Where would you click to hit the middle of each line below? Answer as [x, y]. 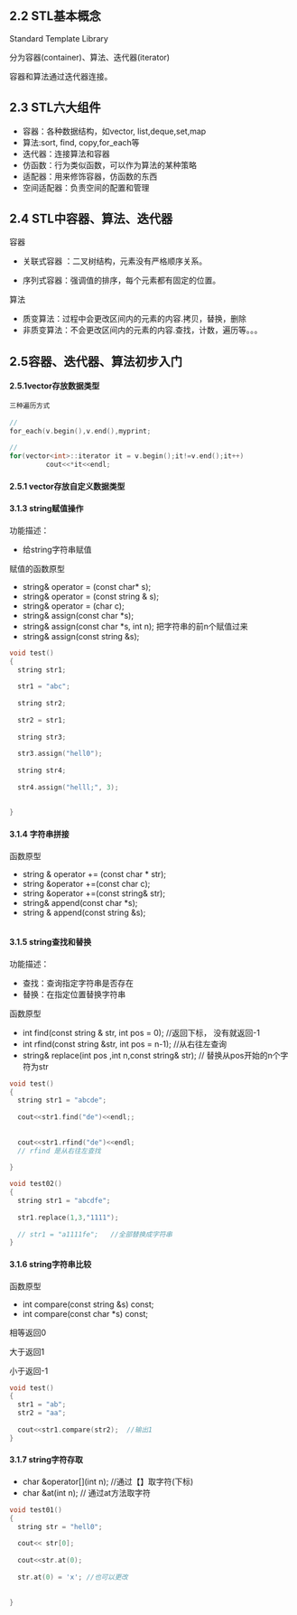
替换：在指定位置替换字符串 [74, 994]
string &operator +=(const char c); [86, 883]
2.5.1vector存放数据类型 [55, 386]
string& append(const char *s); [80, 902]
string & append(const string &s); [84, 912]
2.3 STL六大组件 [55, 108]
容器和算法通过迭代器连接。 [61, 76]
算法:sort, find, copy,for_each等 [81, 142]
